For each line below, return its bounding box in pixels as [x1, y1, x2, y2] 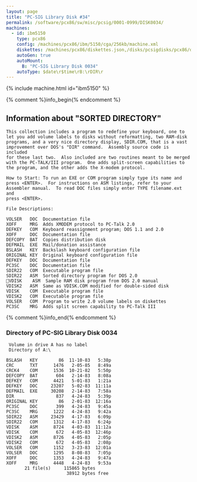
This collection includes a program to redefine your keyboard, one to [6, 129, 185, 135]
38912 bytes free [66, 471, 109, 477]
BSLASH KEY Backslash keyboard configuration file [6, 247, 141, 253]
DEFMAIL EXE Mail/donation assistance [6, 242, 107, 248]
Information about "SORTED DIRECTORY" [6, 113, 162, 123]
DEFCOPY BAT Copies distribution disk [6, 237, 107, 243]
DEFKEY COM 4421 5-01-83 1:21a [6, 378, 111, 384]
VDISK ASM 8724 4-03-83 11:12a [6, 424, 111, 430]
